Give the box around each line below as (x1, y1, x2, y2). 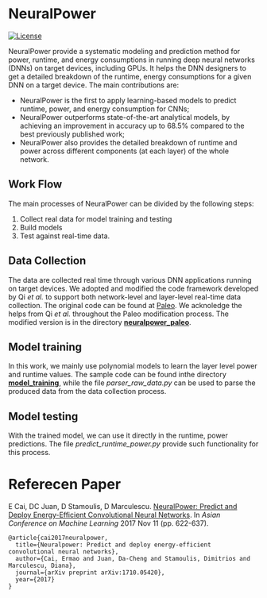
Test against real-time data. (19, 231, 110, 241)
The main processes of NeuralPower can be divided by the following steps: (8, 199, 254, 208)
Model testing (8, 410, 79, 423)
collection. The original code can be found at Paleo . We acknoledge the (8, 300, 242, 310)
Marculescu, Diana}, (8, 561, 77, 570)
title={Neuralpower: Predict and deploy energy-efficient (15, 541, 212, 549)
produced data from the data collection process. (8, 387, 167, 396)
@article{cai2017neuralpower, (8, 534, 109, 542)
